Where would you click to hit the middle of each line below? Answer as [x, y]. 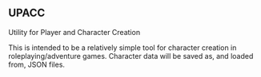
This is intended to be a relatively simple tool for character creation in [122, 48]
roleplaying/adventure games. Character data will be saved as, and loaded [131, 56]
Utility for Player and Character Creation [74, 32]
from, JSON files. [37, 64]
